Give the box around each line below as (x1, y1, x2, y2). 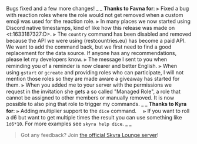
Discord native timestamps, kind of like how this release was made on (6, 25, 175, 31)
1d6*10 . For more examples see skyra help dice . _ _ (6, 120, 132, 127)
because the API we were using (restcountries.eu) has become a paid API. (6, 37, 186, 44)
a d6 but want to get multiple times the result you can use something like (6, 114, 182, 121)
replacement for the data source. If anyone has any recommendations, (6, 50, 177, 56)
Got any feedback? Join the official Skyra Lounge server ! (20, 132, 159, 138)
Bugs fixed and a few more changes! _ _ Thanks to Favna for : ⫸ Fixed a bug (6, 5, 189, 12)
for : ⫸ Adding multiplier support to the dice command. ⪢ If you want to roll (6, 108, 190, 114)
